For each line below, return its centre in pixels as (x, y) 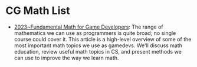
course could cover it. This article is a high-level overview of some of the (103, 39)
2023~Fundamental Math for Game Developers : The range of (88, 27)
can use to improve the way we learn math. (66, 58)
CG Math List (38, 11)
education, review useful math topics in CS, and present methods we (98, 51)
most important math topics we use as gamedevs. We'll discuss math (98, 45)
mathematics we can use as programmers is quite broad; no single (95, 33)
